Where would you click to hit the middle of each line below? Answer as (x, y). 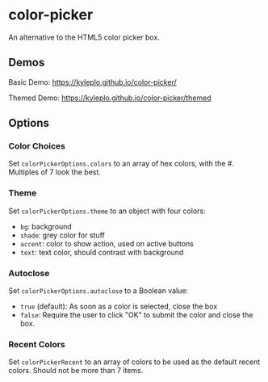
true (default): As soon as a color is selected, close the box (119, 306)
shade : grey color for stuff (62, 235)
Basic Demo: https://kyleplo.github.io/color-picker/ (92, 82)
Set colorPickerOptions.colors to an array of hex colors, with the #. (121, 164)
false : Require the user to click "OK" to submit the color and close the (136, 315)
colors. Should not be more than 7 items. (76, 371)
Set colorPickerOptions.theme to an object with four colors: (107, 211)
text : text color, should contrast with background (102, 252)
